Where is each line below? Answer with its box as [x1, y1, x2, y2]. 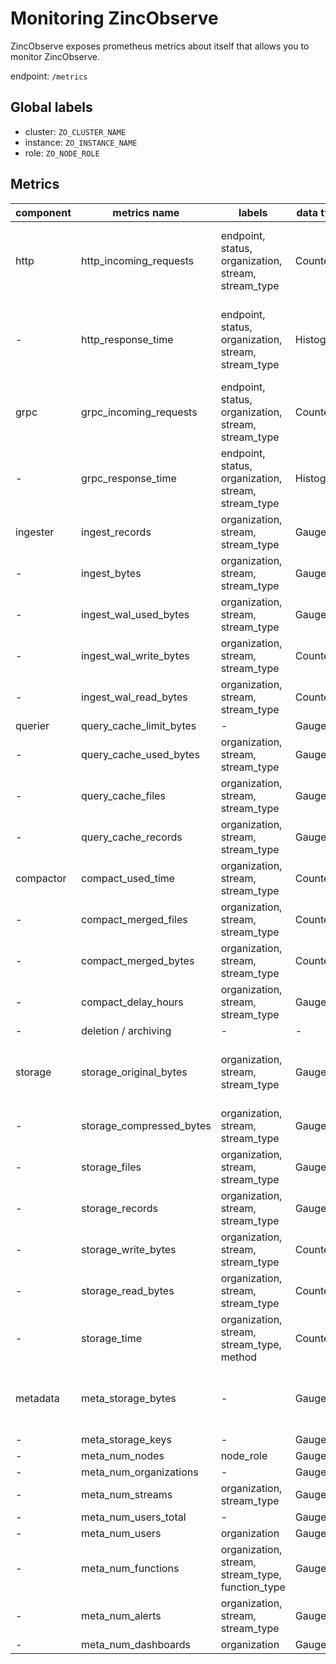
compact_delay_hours [81, 995, 184, 1009]
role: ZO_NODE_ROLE [24, 147, 100, 159]
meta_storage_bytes [81, 1391, 177, 1405]
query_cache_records [81, 830, 183, 844]
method [220, 1350, 258, 1364]
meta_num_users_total [81, 1510, 187, 1524]
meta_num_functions [81, 1561, 180, 1575]
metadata [15, 1391, 60, 1405]
